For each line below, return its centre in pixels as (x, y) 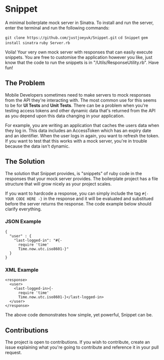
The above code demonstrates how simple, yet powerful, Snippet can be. (79, 315)
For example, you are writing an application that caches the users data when (82, 125)
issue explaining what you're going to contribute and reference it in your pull (82, 347)
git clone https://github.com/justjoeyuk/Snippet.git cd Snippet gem (77, 38)
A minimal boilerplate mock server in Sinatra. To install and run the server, (80, 23)
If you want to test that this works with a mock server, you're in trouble (76, 141)
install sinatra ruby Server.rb (37, 43)
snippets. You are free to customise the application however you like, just (79, 57)
